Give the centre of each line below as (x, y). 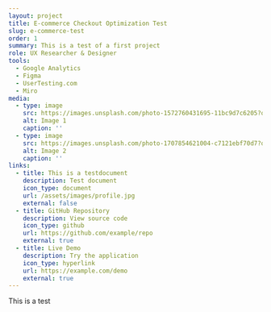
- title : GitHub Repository (63, 210)
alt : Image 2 (45, 151)
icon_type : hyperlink (59, 263)
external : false (50, 203)
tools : (19, 61)
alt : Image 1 (45, 121)
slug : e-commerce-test (46, 31)
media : (19, 98)
